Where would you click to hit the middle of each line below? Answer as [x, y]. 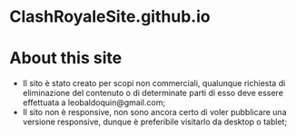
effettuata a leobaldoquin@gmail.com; [94, 102]
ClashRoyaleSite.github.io [110, 17]
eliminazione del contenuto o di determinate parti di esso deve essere [153, 93]
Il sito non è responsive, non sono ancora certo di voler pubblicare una [155, 112]
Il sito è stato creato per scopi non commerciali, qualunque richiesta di [154, 83]
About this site [66, 58]
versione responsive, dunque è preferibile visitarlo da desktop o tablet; [155, 122]
